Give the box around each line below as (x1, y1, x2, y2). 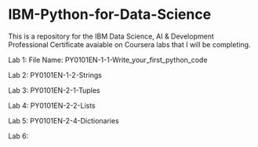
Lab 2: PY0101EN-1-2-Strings (8, 70, 102, 79)
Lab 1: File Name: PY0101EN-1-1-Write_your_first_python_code (8, 55, 208, 64)
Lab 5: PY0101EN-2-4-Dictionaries (8, 116, 119, 125)
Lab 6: (8, 131, 29, 141)
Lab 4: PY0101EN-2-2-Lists (8, 101, 96, 110)
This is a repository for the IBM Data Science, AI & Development (8, 31, 214, 41)
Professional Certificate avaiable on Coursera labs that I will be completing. (8, 39, 251, 49)
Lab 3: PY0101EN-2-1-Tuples (8, 85, 100, 95)
